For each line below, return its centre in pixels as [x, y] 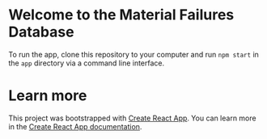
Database [41, 32]
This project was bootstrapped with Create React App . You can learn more [132, 118]
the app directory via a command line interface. [87, 63]
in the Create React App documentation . [75, 126]
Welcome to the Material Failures [121, 15]
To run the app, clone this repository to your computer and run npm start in [133, 54]
